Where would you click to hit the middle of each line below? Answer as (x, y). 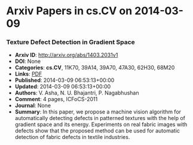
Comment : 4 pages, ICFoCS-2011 (56, 99)
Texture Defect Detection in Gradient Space (71, 42)
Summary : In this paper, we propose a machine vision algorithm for (98, 112)
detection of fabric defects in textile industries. (72, 137)
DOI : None (27, 61)
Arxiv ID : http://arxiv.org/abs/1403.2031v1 (66, 55)
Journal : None (33, 106)
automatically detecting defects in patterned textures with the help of (100, 118)
